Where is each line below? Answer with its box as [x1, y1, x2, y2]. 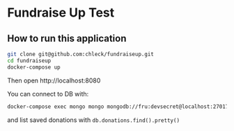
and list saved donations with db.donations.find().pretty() [7, 116, 180, 124]
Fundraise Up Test [7, 5, 115, 21]
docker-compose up [7, 64, 61, 71]
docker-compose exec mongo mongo [7, 103, 104, 110]
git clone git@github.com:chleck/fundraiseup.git [7, 51, 155, 58]
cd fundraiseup [7, 57, 52, 64]
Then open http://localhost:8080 [7, 76, 101, 85]
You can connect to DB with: [7, 89, 89, 98]
